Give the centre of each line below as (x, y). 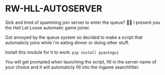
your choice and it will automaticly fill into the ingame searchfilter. (72, 67)
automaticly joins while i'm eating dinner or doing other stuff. (67, 42)
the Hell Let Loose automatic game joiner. (48, 27)
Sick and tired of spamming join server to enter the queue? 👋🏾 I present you (83, 22)
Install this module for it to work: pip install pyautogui (62, 52)
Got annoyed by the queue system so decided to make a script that (74, 37)
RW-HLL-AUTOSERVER (54, 9)
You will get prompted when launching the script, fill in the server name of (81, 62)
